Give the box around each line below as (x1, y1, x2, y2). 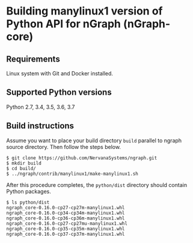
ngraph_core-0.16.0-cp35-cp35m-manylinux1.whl (6, 226, 125, 232)
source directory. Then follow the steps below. (6, 143, 121, 150)
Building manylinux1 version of (6, 4, 163, 18)
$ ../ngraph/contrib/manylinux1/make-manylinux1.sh (6, 171, 138, 177)
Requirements (6, 54, 60, 64)
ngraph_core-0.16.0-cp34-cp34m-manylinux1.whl (6, 210, 125, 216)
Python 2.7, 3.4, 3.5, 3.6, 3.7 (6, 103, 75, 110)
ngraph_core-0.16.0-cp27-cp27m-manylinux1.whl (6, 204, 125, 210)
